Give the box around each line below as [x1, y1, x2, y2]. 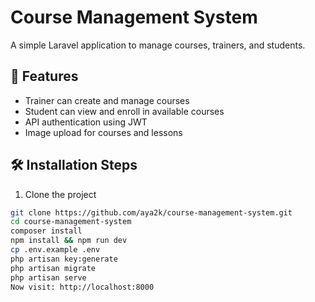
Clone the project [24, 188, 97, 200]
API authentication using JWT [24, 116, 148, 128]
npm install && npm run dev [10, 236, 128, 246]
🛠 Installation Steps [10, 157, 138, 174]
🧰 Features [10, 68, 79, 85]
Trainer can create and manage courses [24, 94, 190, 106]
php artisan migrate [10, 263, 97, 273]
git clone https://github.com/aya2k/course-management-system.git [10, 207, 293, 218]
